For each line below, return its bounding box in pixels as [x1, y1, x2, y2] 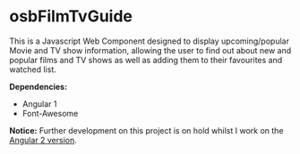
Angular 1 [21, 98, 57, 109]
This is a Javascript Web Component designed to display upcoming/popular [9, 36, 289, 46]
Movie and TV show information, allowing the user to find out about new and [9, 45, 292, 55]
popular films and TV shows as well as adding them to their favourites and [9, 54, 283, 65]
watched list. [9, 64, 56, 75]
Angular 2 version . [9, 134, 78, 145]
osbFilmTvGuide [9, 6, 133, 27]
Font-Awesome [21, 108, 79, 118]
